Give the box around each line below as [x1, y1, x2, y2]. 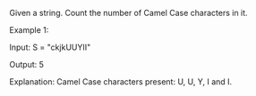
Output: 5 [9, 60, 45, 69]
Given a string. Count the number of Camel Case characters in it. [9, 8, 248, 18]
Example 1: [9, 25, 49, 35]
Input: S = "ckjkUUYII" [9, 42, 91, 52]
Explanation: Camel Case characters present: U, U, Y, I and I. [9, 76, 233, 87]
